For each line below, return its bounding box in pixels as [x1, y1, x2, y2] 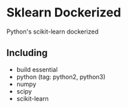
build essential [16, 65, 58, 73]
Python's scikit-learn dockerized [6, 27, 99, 36]
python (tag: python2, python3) [16, 72, 106, 81]
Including [6, 47, 48, 59]
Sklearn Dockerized [6, 5, 122, 21]
